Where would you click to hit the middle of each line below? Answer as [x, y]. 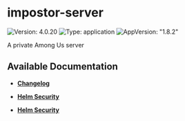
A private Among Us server [46, 45]
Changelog [33, 83]
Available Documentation [63, 67]
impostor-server [55, 13]
